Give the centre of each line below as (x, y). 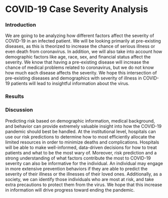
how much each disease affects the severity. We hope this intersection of (81, 73)
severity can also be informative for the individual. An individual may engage (84, 163)
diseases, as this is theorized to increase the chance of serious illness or (80, 46)
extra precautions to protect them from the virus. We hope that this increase (84, 184)
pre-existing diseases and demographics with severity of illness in (73, 78)
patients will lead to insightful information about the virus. (70, 83)
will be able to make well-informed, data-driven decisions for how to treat (81, 147)
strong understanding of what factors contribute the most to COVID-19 (78, 158)
